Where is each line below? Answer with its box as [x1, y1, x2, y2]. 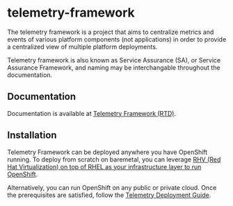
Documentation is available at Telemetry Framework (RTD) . [7, 109, 176, 117]
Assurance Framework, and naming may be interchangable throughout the [7, 63, 220, 71]
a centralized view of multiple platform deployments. [7, 42, 158, 51]
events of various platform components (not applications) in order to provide [7, 35, 227, 43]
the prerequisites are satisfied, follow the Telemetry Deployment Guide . [7, 191, 211, 199]
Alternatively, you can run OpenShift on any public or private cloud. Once [7, 183, 217, 191]
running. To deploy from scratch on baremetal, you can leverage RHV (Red [7, 155, 221, 164]
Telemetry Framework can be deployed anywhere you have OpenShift [7, 148, 208, 156]
